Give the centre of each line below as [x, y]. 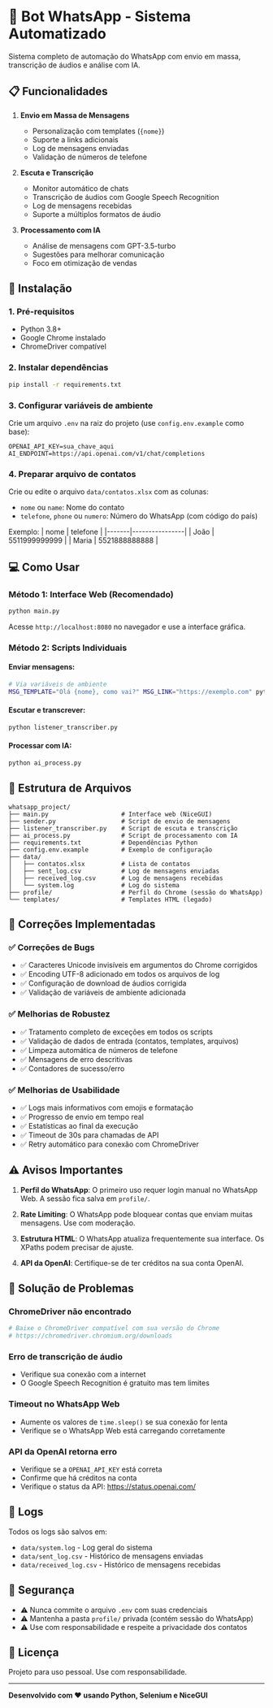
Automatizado [58, 34]
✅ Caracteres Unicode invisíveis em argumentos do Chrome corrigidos [139, 965]
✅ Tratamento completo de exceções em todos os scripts [117, 1032]
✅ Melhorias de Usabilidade [64, 1090]
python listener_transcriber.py [63, 727]
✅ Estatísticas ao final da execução [79, 1125]
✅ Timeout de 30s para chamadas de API [89, 1135]
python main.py [34, 611]
